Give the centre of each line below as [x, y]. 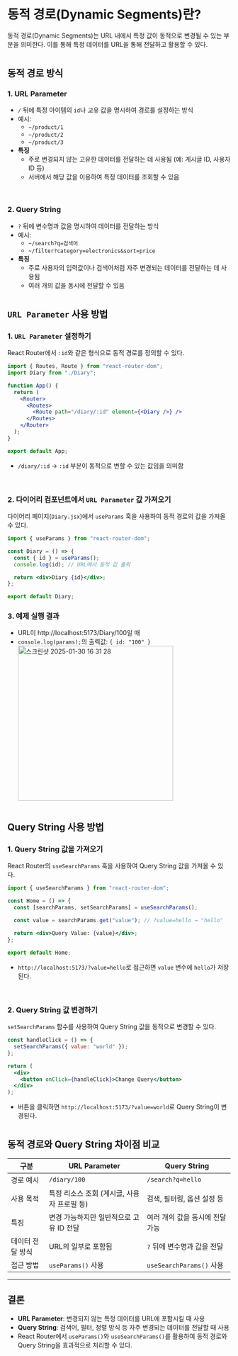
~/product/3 [46, 142]
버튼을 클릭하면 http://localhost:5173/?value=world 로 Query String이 [118, 1107]
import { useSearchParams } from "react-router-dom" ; [89, 888]
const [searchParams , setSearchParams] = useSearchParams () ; [106, 907]
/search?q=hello [174, 1180]
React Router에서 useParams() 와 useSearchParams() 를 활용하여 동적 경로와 [123, 1336]
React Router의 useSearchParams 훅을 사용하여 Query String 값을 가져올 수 [112, 865]
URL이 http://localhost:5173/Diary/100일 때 [79, 633]
